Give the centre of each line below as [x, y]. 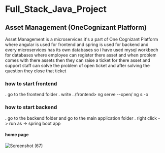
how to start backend [31, 107]
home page [17, 135]
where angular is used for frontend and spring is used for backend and [77, 45]
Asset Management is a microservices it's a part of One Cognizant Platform [82, 39]
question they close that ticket [36, 71]
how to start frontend [31, 84]
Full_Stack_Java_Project [56, 9]
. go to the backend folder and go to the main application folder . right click [81, 118]
